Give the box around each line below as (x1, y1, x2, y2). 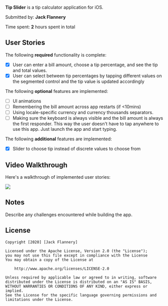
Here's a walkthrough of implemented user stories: (5, 174, 111, 180)
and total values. (12, 67, 47, 73)
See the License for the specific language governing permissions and (5, 292, 157, 297)
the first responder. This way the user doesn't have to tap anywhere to (12, 121, 159, 127)
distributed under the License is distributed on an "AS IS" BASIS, (5, 279, 152, 284)
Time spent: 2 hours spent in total (5, 24, 76, 30)
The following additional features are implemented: (5, 136, 112, 142)
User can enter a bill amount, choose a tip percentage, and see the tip (12, 62, 158, 68)
